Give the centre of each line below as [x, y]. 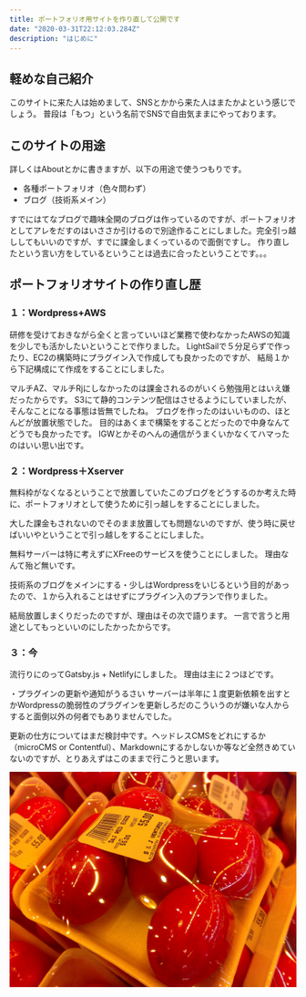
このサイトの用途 [57, 145]
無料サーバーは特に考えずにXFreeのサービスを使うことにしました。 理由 [145, 554]
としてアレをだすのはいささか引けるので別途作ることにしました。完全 [141, 231]
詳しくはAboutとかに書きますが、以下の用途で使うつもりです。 [128, 169]
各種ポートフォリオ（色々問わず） [87, 188]
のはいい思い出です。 [49, 445]
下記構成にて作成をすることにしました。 [93, 368]
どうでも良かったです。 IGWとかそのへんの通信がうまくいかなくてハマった [150, 434]
